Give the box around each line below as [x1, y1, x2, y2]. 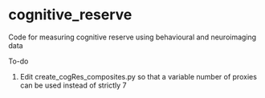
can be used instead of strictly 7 [19, 80, 127, 90]
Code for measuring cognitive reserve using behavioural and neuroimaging [8, 32, 257, 42]
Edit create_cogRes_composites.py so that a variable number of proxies [19, 71, 257, 81]
